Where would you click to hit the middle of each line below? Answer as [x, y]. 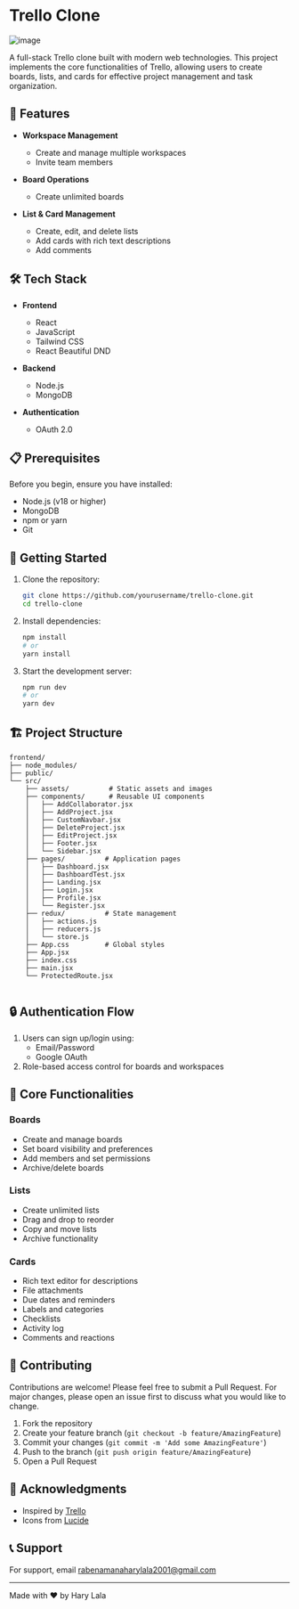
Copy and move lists [60, 1229]
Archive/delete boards [63, 1167]
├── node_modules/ [43, 765]
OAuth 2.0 [54, 429]
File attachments [53, 1290]
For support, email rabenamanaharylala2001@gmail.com [113, 1570]
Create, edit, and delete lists [87, 231]
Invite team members [74, 162]
